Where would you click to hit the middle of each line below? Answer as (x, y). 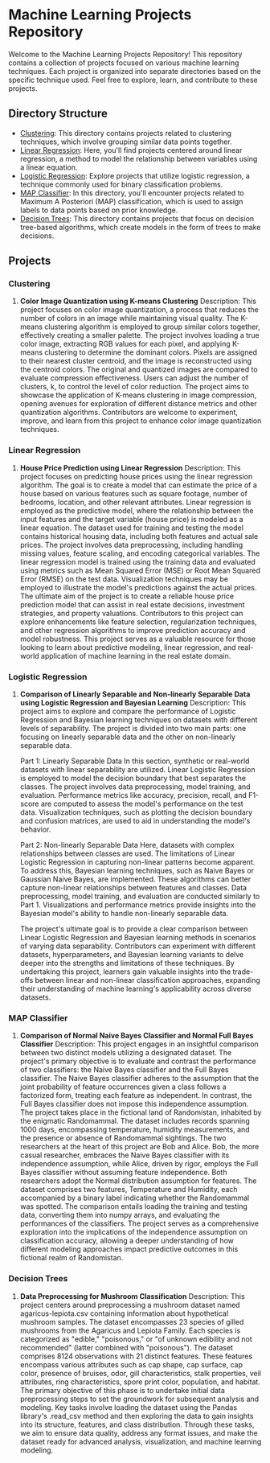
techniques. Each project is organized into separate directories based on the (135, 71)
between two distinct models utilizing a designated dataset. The (126, 1053)
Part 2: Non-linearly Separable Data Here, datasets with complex (127, 845)
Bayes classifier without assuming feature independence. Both (123, 1173)
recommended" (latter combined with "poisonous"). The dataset (127, 1347)
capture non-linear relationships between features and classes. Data (133, 888)
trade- (243, 972)
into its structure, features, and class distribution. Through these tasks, (137, 1424)
